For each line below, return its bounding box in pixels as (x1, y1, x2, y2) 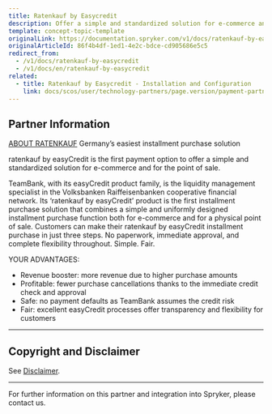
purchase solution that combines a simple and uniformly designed (8, 204, 228, 215)
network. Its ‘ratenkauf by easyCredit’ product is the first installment (8, 196, 236, 206)
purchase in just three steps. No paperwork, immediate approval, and (8, 230, 240, 240)
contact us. (8, 398, 46, 408)
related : (8, 72, 38, 80)
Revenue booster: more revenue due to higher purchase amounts (19, 271, 238, 280)
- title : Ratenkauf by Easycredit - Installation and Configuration (15, 79, 252, 87)
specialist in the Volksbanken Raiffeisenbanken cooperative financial (8, 187, 237, 197)
